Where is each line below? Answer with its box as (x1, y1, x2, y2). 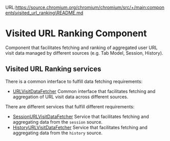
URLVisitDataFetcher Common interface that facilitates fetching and (12, 88, 156, 94)
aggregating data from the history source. (12, 130, 103, 136)
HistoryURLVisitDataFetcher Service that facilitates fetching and (12, 124, 147, 130)
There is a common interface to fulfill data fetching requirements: (5, 78, 143, 84)
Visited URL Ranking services (5, 65, 101, 74)
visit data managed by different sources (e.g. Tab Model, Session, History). (5, 50, 163, 56)
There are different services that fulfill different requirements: (5, 103, 135, 109)
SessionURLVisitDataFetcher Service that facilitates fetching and (12, 113, 150, 120)
